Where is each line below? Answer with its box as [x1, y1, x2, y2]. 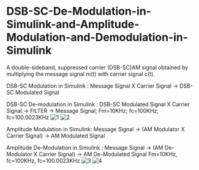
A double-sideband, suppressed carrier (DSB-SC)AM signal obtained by [6, 63, 189, 71]
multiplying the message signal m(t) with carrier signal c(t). [6, 70, 155, 77]
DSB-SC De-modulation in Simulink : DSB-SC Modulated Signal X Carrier [6, 100, 190, 108]
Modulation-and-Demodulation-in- [6, 31, 189, 44]
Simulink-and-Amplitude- [6, 17, 140, 31]
